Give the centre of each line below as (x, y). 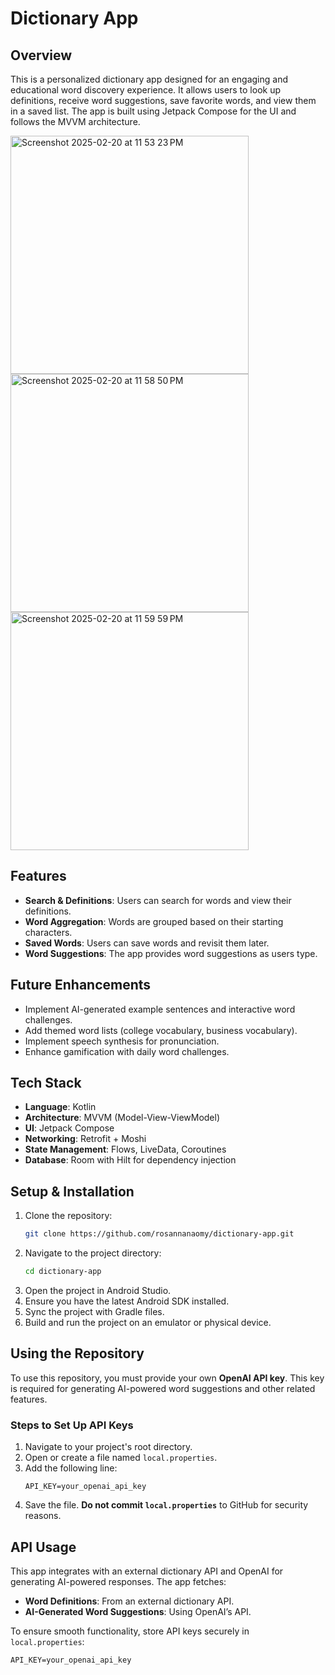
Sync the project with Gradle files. (94, 1311)
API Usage (43, 1547)
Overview (41, 55)
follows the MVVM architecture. (75, 121)
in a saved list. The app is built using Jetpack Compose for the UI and (153, 111)
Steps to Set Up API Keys (72, 1425)
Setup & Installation (72, 1191)
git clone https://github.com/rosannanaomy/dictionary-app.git (159, 1234)
